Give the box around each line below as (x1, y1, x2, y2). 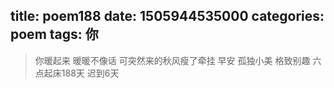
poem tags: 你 (10, 26, 99, 43)
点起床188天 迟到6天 (34, 67, 120, 79)
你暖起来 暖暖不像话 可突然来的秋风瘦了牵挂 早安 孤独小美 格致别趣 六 (34, 54, 322, 66)
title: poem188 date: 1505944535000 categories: (10, 8, 325, 25)
